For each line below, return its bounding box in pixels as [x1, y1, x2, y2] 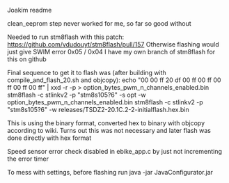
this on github [7, 55, 47, 63]
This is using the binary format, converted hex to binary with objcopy [7, 119, 205, 127]
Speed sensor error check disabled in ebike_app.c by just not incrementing [7, 148, 223, 155]
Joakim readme [7, 6, 52, 14]
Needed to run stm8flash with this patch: [7, 33, 125, 41]
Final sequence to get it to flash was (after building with [7, 69, 167, 77]
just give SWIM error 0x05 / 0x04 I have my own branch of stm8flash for [7, 48, 216, 56]
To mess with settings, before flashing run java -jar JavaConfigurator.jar [7, 168, 214, 176]
